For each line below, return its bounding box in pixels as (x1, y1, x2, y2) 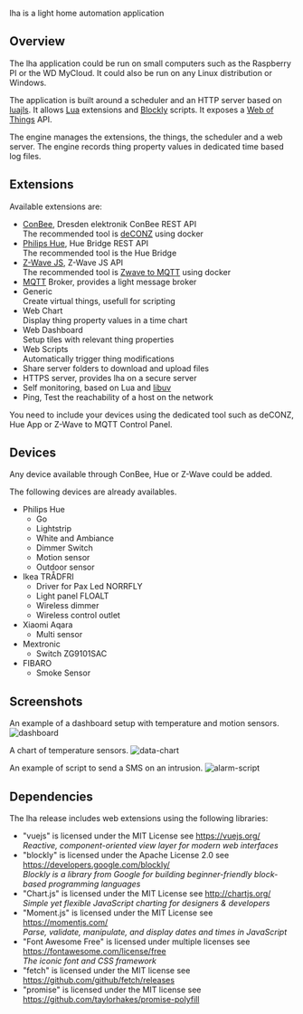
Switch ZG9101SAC (35, 648, 108, 659)
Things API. (9, 113, 52, 125)
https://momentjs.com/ (22, 917, 109, 928)
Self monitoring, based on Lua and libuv (22, 382, 172, 393)
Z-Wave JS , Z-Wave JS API (22, 257, 124, 268)
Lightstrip (35, 523, 72, 534)
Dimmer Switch (35, 542, 93, 553)
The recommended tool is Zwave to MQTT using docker (22, 266, 232, 277)
